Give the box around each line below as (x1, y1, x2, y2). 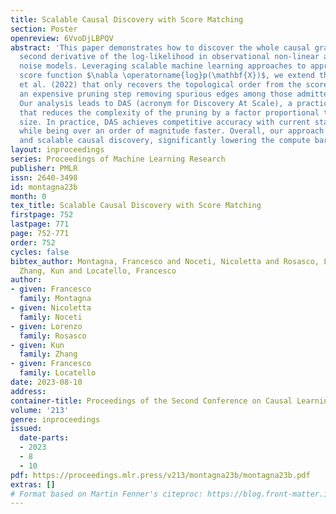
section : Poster (10, 24, 78, 34)
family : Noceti (19, 312, 83, 322)
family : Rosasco (19, 331, 87, 341)
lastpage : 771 (10, 219, 70, 230)
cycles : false (10, 247, 70, 257)
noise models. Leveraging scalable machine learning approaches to (19, 61, 307, 71)
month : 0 (10, 191, 47, 201)
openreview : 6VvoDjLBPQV (10, 33, 114, 43)
